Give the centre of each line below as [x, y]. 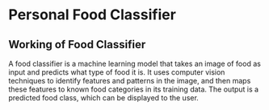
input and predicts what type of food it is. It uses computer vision [117, 72]
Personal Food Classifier [92, 15]
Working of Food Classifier [77, 45]
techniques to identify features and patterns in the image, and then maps [130, 81]
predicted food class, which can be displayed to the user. [104, 98]
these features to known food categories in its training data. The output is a [134, 89]
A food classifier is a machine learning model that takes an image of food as [134, 63]
